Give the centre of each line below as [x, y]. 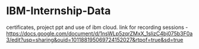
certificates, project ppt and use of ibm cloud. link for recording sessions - [97, 27]
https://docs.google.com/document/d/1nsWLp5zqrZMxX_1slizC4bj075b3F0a [99, 33]
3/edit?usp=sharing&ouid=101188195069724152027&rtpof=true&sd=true [95, 40]
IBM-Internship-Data [59, 11]
